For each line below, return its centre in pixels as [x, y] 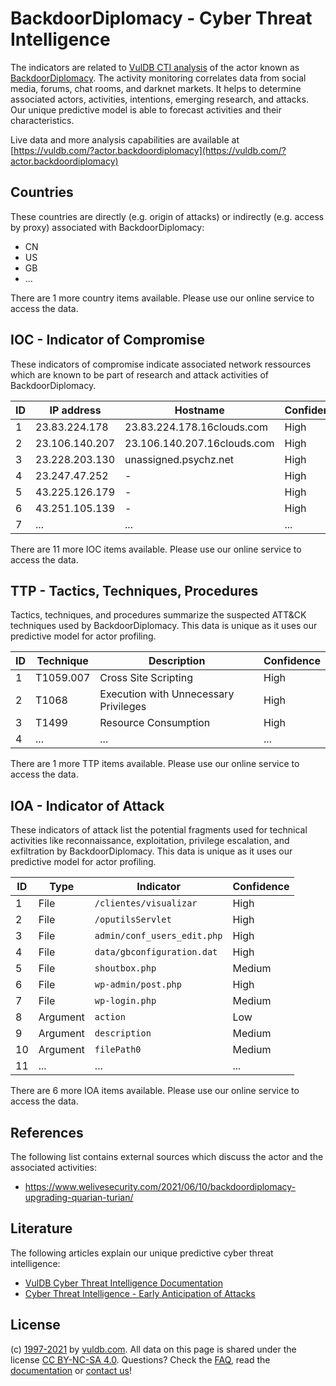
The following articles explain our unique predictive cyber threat [142, 1253]
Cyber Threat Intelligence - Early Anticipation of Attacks [140, 1293]
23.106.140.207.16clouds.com [199, 443]
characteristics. [42, 120]
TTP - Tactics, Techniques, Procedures [134, 590]
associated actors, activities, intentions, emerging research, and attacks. [159, 99]
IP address [75, 410]
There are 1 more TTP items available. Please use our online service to [155, 764]
